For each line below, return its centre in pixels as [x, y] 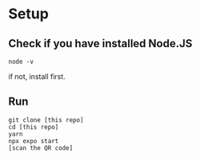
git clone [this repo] [46, 120]
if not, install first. [37, 76]
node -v [21, 62]
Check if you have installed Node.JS [100, 44]
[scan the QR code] [41, 148]
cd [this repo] [34, 127]
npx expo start [34, 141]
